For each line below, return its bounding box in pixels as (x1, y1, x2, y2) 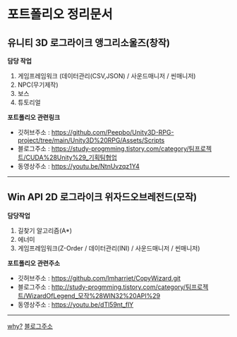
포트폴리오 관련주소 (7, 259, 61, 267)
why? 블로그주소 (7, 321, 53, 330)
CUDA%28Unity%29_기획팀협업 (25, 153, 118, 161)
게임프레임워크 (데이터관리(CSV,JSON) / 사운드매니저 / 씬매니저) (17, 72, 196, 80)
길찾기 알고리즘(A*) (17, 226, 73, 235)
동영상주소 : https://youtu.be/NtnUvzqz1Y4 (17, 162, 140, 170)
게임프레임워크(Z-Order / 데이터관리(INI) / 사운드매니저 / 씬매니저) (17, 244, 200, 252)
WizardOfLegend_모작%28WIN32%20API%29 (25, 291, 161, 300)
